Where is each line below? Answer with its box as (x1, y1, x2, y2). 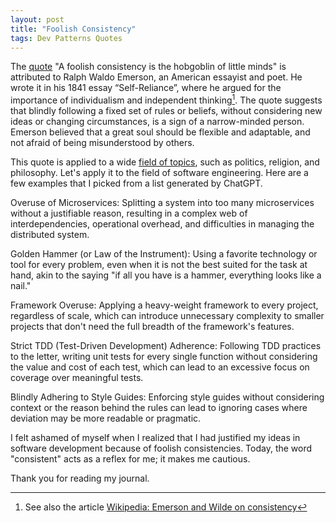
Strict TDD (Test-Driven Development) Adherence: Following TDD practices (10, 340, 322, 352)
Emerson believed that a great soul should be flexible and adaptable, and (10, 126, 311, 138)
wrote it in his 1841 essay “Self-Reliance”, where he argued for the (10, 82, 282, 94)
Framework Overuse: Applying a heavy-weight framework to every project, (10, 299, 319, 311)
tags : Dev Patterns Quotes (10, 33, 123, 43)
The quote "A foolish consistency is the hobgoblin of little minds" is (10, 61, 287, 73)
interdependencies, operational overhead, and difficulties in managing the (10, 218, 315, 230)
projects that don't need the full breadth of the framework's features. (10, 321, 295, 333)
